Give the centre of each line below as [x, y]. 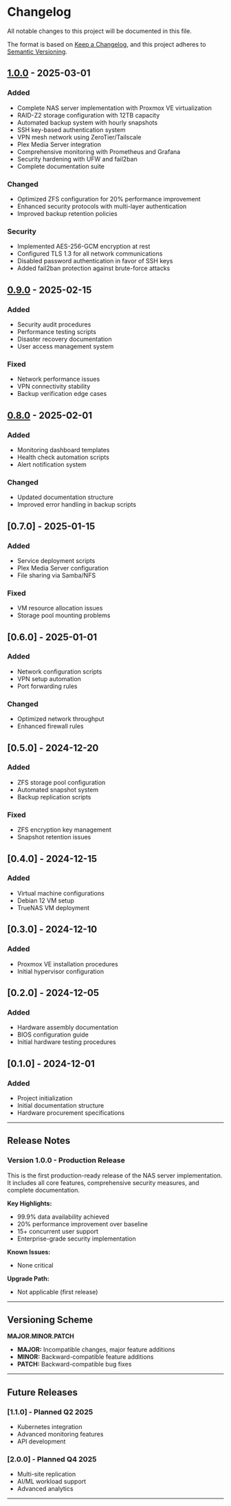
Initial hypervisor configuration [60, 971]
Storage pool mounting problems [64, 615]
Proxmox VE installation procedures [67, 964]
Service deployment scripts [56, 560]
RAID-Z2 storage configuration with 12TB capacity [88, 115]
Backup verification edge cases [62, 394]
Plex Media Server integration [59, 144]
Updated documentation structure [65, 497]
